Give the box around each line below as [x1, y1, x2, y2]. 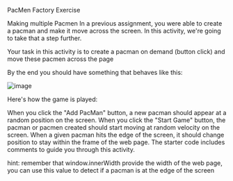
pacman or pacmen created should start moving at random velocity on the [7, 123, 220, 131]
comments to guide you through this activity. [7, 146, 136, 153]
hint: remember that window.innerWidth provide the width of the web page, [7, 159, 223, 167]
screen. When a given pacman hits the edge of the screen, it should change [7, 131, 225, 139]
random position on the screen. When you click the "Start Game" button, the [7, 116, 226, 124]
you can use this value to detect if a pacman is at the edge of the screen [7, 166, 214, 174]
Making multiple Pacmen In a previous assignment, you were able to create [7, 19, 223, 27]
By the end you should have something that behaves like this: [7, 69, 183, 76]
